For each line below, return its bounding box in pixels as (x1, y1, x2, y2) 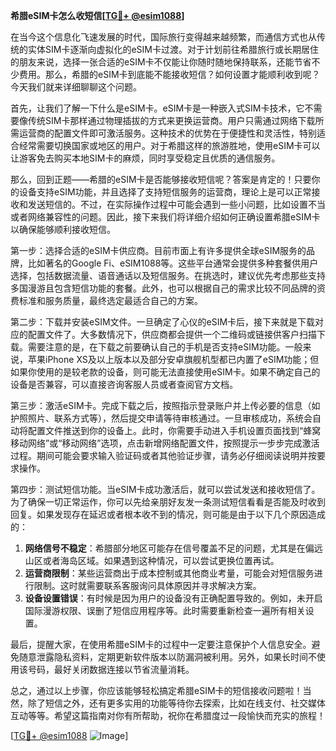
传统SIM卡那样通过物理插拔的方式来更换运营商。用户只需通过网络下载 (27, 115, 316, 126)
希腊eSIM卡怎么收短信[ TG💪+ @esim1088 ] (10, 10, 185, 21)
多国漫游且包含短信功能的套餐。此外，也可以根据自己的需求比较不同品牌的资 (10, 282, 326, 294)
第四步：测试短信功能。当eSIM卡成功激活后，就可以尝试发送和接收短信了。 (10, 484, 321, 495)
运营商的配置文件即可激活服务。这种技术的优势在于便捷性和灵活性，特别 (18, 127, 317, 139)
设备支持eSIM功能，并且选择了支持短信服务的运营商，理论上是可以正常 (18, 186, 312, 198)
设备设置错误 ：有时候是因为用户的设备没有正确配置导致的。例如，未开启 (24, 592, 323, 604)
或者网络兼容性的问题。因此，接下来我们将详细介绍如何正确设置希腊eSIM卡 (10, 211, 321, 223)
